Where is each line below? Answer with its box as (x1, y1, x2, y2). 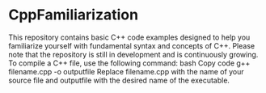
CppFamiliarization (8, 6, 139, 24)
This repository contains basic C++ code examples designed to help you (8, 32, 251, 42)
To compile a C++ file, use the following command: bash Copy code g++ (8, 58, 251, 68)
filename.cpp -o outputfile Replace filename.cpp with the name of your (8, 66, 244, 76)
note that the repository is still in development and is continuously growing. (8, 49, 259, 59)
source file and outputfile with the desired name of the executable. (8, 75, 230, 85)
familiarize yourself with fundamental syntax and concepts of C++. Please (8, 40, 255, 50)
